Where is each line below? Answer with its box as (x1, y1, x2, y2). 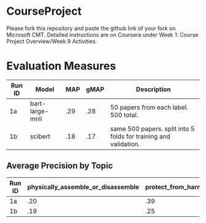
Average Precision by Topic (6, 161, 113, 171)
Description (135, 85, 171, 93)
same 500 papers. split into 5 (110, 124, 195, 133)
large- (29, 107, 49, 115)
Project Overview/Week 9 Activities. (6, 37, 97, 45)
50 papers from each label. (110, 103, 189, 112)
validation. (110, 140, 140, 148)
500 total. (110, 110, 139, 119)
